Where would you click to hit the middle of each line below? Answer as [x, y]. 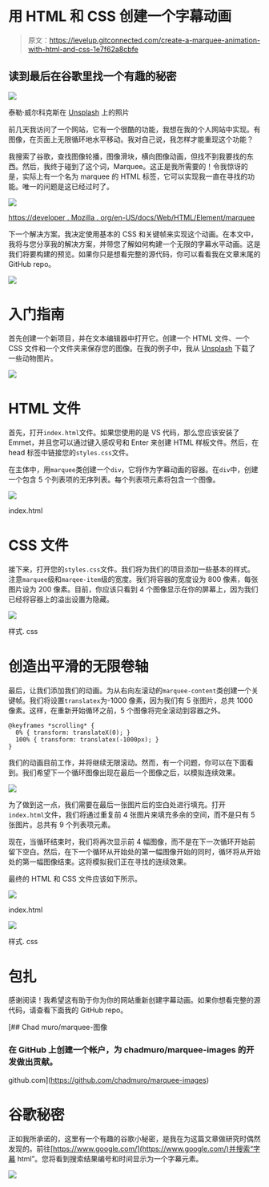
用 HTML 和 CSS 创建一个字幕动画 [120, 16]
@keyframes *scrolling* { [51, 725]
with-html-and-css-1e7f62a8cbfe [83, 49]
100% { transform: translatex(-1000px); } [87, 739]
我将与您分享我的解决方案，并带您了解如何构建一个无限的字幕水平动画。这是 [134, 244]
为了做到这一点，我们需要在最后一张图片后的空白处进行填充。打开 [117, 804]
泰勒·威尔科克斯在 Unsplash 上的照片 [69, 112]
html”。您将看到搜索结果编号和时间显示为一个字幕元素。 [110, 1158]
